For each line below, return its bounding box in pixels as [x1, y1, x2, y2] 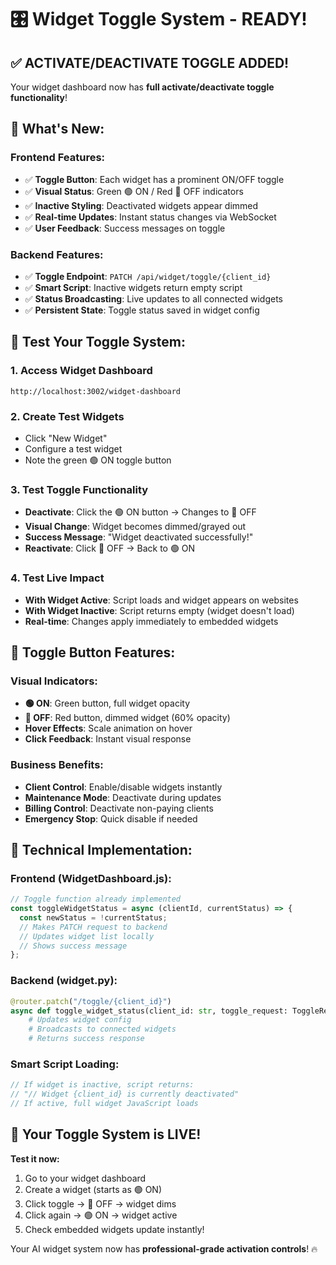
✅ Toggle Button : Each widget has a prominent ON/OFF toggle [24, 173, 285, 185]
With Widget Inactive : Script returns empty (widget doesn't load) [24, 604, 295, 616]
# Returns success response [28, 1034, 145, 1044]
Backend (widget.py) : [10, 974, 118, 988]
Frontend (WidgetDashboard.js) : [10, 871, 172, 885]
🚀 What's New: [10, 121, 105, 138]
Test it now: [10, 1152, 60, 1165]
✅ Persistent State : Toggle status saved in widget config [24, 304, 260, 316]
